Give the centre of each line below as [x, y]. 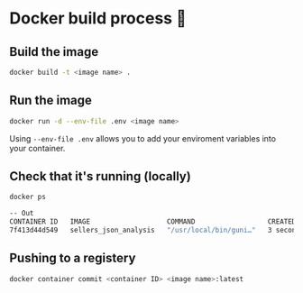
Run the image [51, 101]
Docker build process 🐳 [98, 18]
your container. [37, 148]
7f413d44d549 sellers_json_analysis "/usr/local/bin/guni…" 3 [141, 230]
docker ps [28, 197]
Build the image [54, 52]
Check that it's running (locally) [100, 176]
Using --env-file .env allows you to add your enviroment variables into [143, 138]
